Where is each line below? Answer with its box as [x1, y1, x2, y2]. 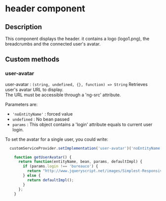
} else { [23, 173, 41, 178]
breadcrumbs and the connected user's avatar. [5, 41, 101, 47]
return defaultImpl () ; [27, 177, 74, 183]
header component [5, 3, 85, 14]
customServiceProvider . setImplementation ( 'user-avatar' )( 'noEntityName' [9, 146, 163, 151]
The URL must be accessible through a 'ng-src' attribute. [5, 92, 121, 98]
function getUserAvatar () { [14, 155, 72, 160]
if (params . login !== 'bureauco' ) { [23, 164, 98, 169]
